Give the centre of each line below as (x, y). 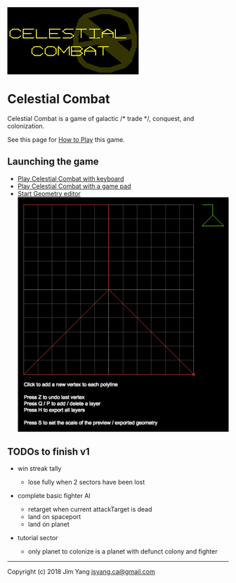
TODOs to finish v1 (48, 451)
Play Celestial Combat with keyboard (71, 178)
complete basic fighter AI (54, 495)
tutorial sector (38, 537)
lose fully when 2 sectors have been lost (86, 482)
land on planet (49, 524)
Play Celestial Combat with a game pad (74, 186)
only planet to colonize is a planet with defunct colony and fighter (123, 551)
